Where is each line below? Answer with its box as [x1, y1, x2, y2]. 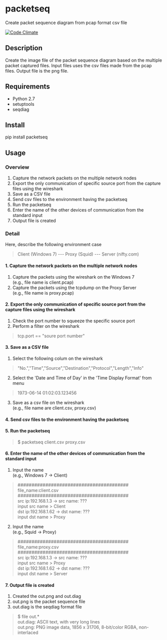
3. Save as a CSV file [5, 344, 49, 350]
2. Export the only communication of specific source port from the [5, 301, 146, 307]
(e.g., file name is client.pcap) [12, 279, 74, 285]
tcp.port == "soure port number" [17, 333, 85, 339]
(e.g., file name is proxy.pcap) [12, 290, 74, 296]
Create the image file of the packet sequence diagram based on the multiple [5, 57, 162, 63]
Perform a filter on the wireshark [12, 323, 80, 329]
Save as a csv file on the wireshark [12, 399, 84, 405]
